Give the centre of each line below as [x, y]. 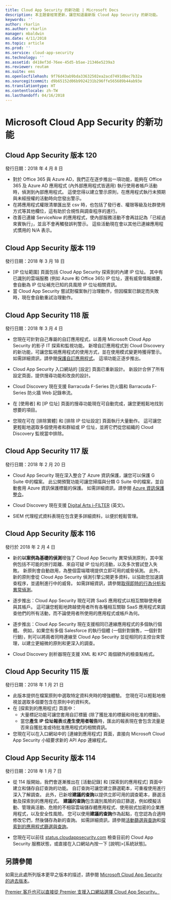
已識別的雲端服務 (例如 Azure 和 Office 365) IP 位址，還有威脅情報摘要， [89, 278]
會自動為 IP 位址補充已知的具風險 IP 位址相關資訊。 [66, 285]
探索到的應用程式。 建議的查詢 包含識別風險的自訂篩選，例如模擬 [89, 801]
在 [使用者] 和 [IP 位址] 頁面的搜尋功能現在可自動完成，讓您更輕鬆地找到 [88, 404]
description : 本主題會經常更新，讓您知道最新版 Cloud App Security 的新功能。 [83, 15]
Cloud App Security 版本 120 [51, 155]
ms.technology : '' [25, 57]
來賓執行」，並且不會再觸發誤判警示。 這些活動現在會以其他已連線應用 [86, 224]
